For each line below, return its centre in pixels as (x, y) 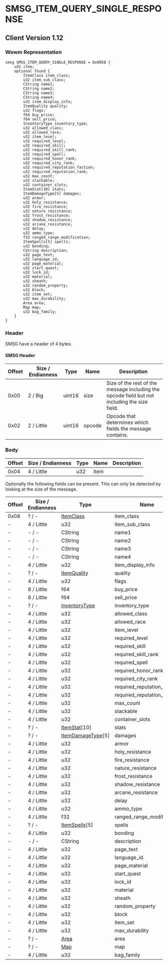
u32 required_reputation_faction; (59, 167)
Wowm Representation (33, 52)
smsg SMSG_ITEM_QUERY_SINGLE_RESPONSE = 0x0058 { (58, 62)
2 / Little (37, 425)
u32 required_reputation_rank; (56, 171)
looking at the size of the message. (41, 489)
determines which (128, 422)
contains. (117, 435)
